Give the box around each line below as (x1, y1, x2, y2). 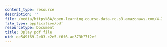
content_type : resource (5, 7, 55, 12)
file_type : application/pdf (5, 21, 64, 26)
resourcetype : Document (5, 25, 55, 30)
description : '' (5, 12, 39, 17)
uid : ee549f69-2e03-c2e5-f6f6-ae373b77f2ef (5, 35, 97, 40)
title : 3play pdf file (5, 30, 52, 35)
